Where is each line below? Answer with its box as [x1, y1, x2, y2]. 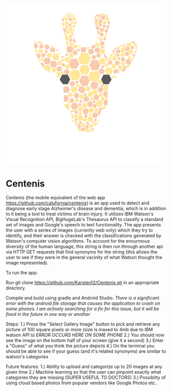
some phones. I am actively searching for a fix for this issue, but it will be [6, 306, 159, 312]
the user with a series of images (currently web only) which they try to [6, 227, 153, 234]
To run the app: [6, 270, 38, 276]
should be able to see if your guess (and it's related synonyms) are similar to [6, 348, 166, 354]
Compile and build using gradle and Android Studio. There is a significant [6, 295, 160, 301]
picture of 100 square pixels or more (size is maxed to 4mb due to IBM [6, 327, 153, 333]
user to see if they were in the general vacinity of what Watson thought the [6, 255, 162, 261]
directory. [6, 285, 26, 291]
